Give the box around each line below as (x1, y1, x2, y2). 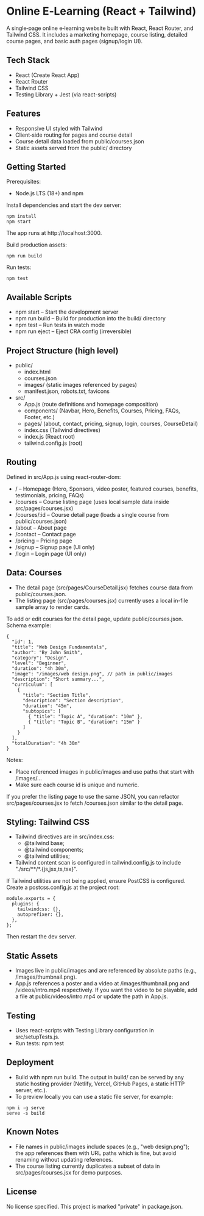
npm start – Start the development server (15, 308, 119, 315)
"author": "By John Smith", (12, 649, 83, 655)
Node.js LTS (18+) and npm (15, 190, 84, 197)
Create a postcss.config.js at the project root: (6, 883, 120, 891)
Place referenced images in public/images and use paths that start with (15, 768, 194, 775)
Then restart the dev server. (6, 933, 77, 940)
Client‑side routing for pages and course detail (15, 131, 132, 139)
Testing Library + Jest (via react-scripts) (15, 90, 117, 98)
